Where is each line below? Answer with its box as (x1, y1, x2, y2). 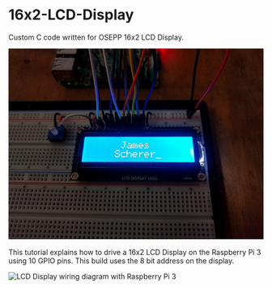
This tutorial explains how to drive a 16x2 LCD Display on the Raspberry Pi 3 (8, 247, 261, 257)
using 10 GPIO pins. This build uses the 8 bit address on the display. (8, 256, 235, 266)
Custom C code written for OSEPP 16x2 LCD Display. (8, 32, 185, 42)
